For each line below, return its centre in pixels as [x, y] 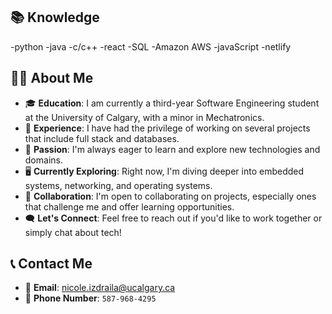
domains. [43, 160]
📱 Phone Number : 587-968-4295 [90, 298]
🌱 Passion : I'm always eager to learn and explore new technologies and [172, 149]
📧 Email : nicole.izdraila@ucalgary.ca [100, 288]
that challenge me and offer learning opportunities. [129, 206]
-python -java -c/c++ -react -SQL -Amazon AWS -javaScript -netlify [151, 46]
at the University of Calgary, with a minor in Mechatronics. [144, 117]
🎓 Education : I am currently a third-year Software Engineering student [172, 103]
